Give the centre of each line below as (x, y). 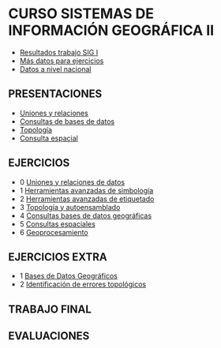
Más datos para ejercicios (62, 61)
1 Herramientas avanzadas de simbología (86, 190)
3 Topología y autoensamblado (70, 207)
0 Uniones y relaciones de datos (72, 181)
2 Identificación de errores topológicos (83, 284)
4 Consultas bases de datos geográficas (86, 215)
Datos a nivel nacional (55, 69)
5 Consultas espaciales (58, 224)
